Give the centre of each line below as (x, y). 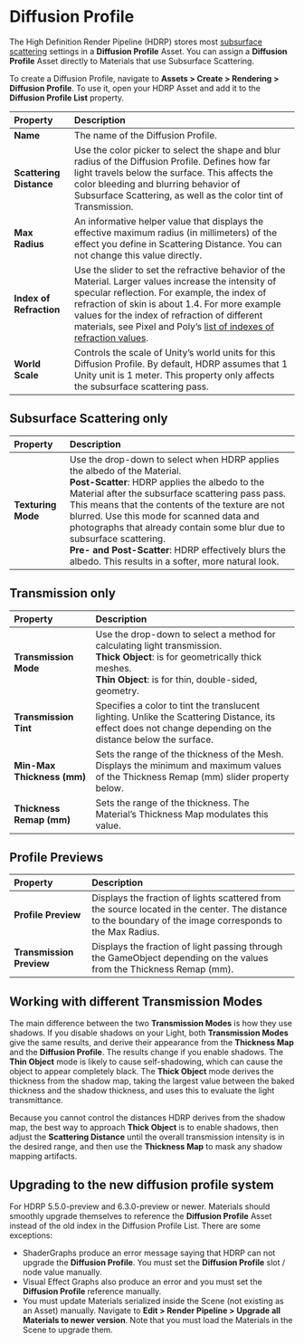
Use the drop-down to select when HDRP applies (174, 459)
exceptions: (31, 1235)
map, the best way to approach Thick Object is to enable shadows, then (144, 1128)
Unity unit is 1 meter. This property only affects (174, 375)
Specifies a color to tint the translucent (178, 705)
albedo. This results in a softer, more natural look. (174, 561)
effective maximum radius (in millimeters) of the (176, 233)
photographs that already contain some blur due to (177, 527)
